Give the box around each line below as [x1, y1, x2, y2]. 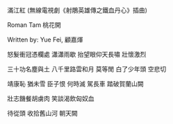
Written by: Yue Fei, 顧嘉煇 [7, 35, 83, 44]
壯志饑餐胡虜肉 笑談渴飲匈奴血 [7, 94, 94, 103]
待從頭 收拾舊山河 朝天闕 [7, 109, 78, 117]
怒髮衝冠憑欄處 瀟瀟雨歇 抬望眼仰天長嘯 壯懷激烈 [7, 51, 147, 58]
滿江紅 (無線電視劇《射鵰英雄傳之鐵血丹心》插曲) [7, 6, 148, 14]
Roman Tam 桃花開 [7, 21, 61, 29]
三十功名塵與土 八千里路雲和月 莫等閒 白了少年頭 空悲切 [7, 65, 167, 73]
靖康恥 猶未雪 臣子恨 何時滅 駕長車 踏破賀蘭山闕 [7, 80, 144, 88]
